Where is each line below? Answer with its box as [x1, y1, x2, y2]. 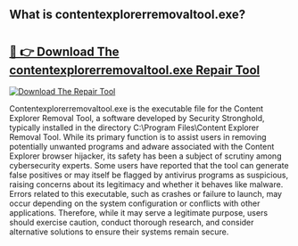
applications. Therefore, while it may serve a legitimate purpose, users [9, 208, 269, 217]
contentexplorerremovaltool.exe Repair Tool [9, 62, 261, 78]
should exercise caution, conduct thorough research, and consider [9, 217, 254, 227]
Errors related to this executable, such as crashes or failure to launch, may [9, 189, 283, 199]
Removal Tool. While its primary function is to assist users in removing [9, 132, 267, 142]
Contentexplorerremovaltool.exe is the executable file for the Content [9, 103, 264, 114]
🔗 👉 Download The [9, 44, 120, 59]
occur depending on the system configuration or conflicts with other [9, 198, 261, 209]
